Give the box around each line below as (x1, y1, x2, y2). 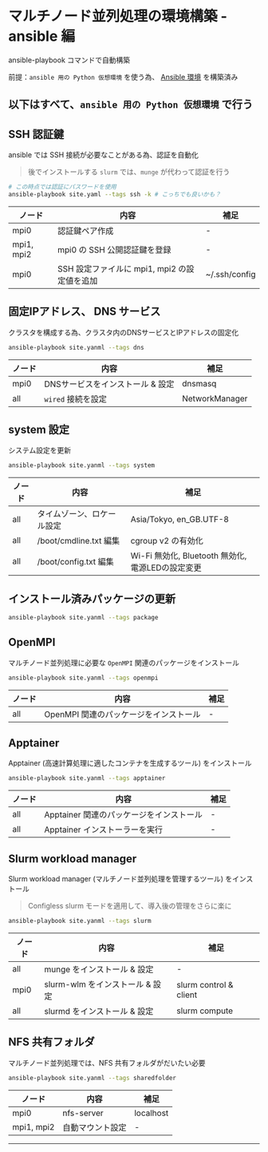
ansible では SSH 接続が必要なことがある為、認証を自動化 (8, 150, 199, 160)
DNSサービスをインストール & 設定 (44, 378, 175, 390)
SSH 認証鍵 (8, 127, 65, 141)
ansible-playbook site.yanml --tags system (8, 461, 156, 469)
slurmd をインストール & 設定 (43, 1006, 154, 1017)
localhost (134, 1107, 169, 1118)
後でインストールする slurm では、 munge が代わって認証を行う (27, 167, 231, 176)
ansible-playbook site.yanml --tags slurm (8, 917, 152, 925)
